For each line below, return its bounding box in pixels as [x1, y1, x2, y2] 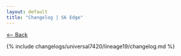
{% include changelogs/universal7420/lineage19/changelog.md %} [6, 43, 175, 50]
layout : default [6, 8, 48, 15]
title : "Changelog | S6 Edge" [6, 14, 84, 20]
